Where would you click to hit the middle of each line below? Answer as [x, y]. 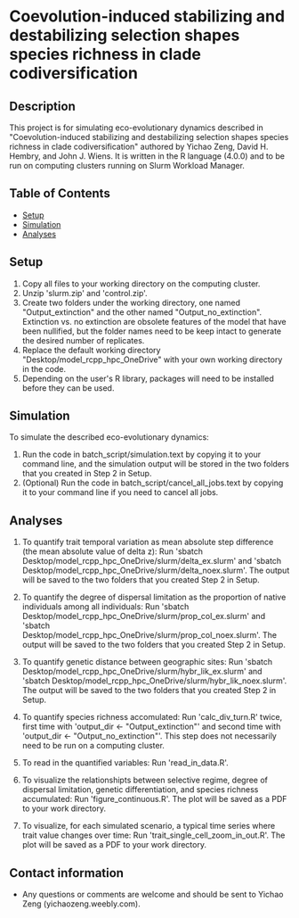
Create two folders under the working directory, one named [131, 302]
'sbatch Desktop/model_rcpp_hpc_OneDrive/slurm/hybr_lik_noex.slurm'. [154, 681]
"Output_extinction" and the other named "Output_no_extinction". [142, 312]
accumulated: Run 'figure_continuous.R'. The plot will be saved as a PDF [154, 799]
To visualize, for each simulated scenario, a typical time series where [149, 826]
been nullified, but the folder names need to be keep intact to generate [152, 331]
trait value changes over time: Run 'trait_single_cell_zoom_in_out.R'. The [154, 835]
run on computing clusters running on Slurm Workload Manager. [127, 165]
